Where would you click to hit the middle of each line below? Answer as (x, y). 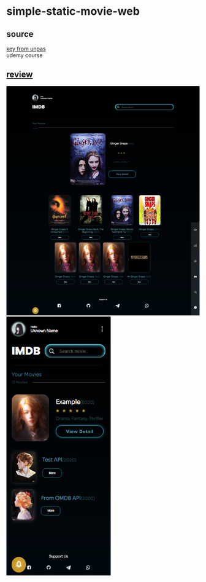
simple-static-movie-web (73, 11)
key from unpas (26, 49)
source (20, 34)
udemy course (25, 55)
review (20, 75)
